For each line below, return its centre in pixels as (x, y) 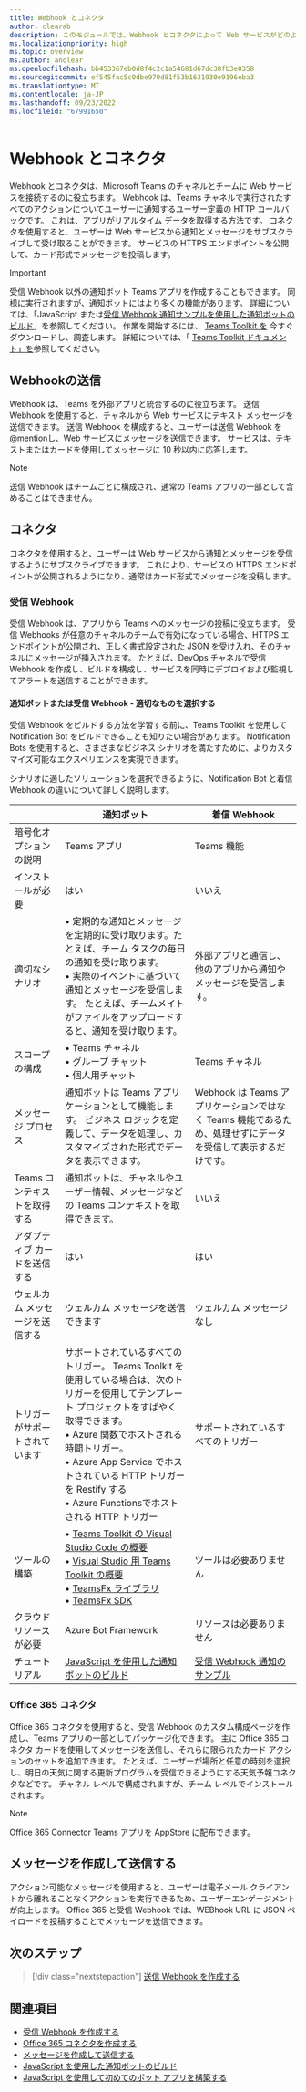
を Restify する (96, 1490)
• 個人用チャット (101, 1076)
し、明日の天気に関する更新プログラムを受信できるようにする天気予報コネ (149, 1772)
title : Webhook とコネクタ (57, 18)
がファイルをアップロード (120, 1017)
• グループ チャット (106, 1062)
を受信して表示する (235, 1148)
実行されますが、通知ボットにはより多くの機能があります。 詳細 (145, 303)
